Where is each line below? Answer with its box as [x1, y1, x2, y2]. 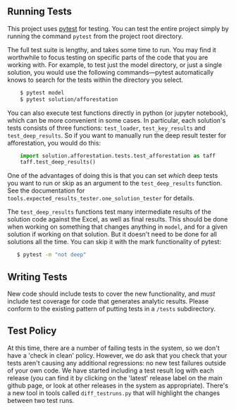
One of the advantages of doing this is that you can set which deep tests [7, 171, 218, 180]
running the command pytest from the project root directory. [7, 32, 183, 40]
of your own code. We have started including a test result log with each [7, 366, 214, 375]
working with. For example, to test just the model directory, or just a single [7, 60, 223, 69]
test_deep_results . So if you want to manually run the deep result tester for [7, 131, 227, 140]
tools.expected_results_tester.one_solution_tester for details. [7, 194, 195, 203]
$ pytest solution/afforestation [20, 95, 118, 103]
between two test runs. [7, 396, 75, 404]
